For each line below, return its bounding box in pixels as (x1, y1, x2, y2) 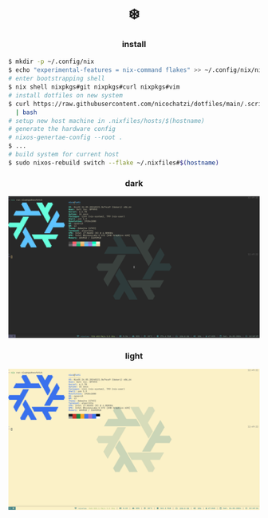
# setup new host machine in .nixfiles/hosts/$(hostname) (8, 117, 205, 125)
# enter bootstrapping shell (8, 75, 105, 83)
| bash (15, 108, 37, 117)
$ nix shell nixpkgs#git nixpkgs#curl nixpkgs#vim (8, 83, 180, 91)
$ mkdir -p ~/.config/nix (8, 57, 94, 66)
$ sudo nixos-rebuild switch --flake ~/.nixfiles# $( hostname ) (8, 159, 219, 167)
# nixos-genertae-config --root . (8, 133, 124, 142)
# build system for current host (8, 151, 120, 159)
